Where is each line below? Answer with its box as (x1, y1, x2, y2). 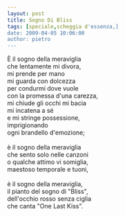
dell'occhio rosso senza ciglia (7, 195, 92, 203)
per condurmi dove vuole (7, 84, 79, 93)
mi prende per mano (7, 70, 66, 78)
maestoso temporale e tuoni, (7, 165, 88, 174)
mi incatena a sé (7, 107, 54, 115)
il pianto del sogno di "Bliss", (7, 188, 88, 196)
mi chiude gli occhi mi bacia (7, 99, 86, 107)
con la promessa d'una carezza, (7, 91, 99, 100)
